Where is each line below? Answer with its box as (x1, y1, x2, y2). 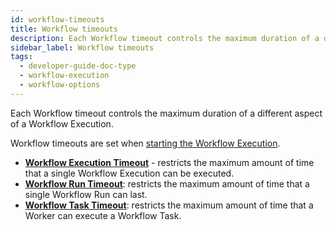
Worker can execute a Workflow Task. (24, 209, 182, 221)
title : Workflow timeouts (10, 24, 118, 34)
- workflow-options (19, 80, 101, 90)
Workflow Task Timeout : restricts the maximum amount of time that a (24, 199, 314, 211)
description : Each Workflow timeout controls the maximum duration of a (10, 33, 320, 43)
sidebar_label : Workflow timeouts (10, 42, 155, 53)
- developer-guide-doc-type (19, 61, 137, 71)
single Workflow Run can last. (24, 188, 148, 200)
